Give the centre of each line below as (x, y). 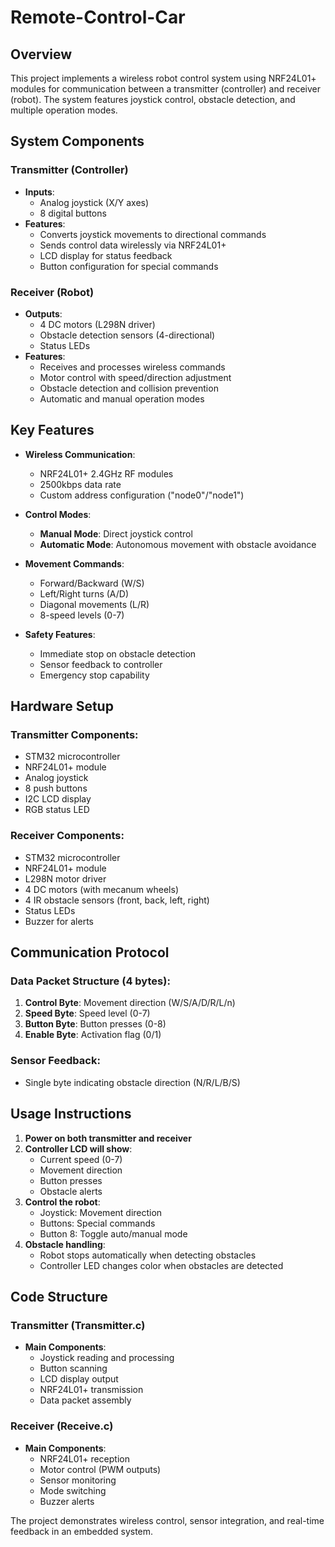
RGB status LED (57, 810)
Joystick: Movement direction (101, 1212)
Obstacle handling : (65, 1244)
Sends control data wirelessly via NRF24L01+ (133, 245)
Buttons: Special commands (97, 1223)
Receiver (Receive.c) (62, 1426)
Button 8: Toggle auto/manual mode (113, 1233)
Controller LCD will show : (78, 1148)
